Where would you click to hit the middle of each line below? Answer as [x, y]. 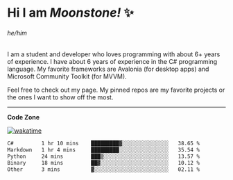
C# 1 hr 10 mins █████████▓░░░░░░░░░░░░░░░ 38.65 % [103, 144]
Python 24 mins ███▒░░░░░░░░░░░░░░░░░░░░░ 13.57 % [103, 157]
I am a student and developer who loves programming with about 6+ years [114, 54]
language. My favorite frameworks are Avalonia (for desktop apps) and [108, 69]
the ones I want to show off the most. [60, 97]
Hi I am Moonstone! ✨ [70, 13]
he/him [17, 33]
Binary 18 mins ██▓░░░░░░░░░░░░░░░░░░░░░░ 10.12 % [103, 163]
